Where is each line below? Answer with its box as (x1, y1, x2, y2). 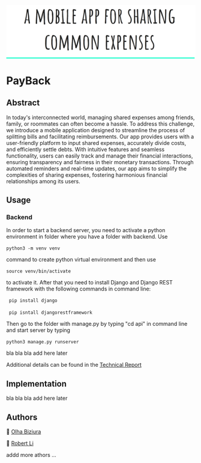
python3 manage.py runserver (6, 339, 79, 345)
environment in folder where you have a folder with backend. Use (6, 233, 168, 241)
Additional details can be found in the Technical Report (6, 361, 142, 369)
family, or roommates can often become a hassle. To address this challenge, (6, 120, 195, 127)
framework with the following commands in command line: (6, 285, 151, 293)
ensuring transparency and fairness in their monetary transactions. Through (6, 158, 194, 165)
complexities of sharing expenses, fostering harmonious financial (6, 171, 168, 179)
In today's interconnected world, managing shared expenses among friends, (6, 114, 195, 121)
